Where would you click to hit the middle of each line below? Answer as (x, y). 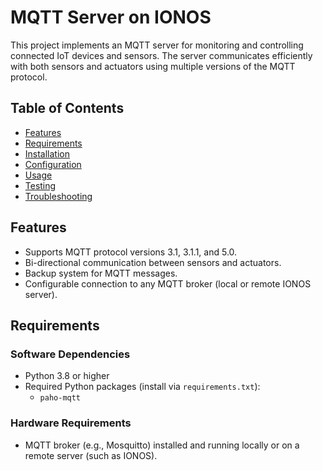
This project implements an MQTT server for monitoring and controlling (157, 45)
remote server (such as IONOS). (91, 455)
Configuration (53, 164)
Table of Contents (67, 108)
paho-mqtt (60, 398)
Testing (40, 185)
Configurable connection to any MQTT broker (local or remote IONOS (168, 283)
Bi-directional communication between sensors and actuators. (153, 262)
